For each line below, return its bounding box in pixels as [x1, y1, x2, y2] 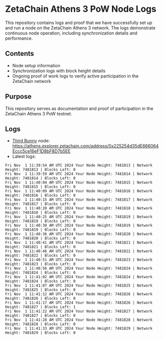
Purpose [5, 92, 32, 101]
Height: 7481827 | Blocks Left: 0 [5, 313, 76, 318]
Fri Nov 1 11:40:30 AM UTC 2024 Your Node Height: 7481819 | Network [5, 223, 153, 228]
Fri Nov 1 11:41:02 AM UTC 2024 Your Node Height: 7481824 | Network [5, 275, 153, 280]
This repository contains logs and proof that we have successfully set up [5, 20, 152, 26]
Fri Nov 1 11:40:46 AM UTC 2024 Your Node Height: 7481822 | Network [5, 249, 153, 254]
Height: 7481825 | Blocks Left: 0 [5, 288, 76, 292]
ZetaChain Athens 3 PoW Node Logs [5, 3, 157, 15]
